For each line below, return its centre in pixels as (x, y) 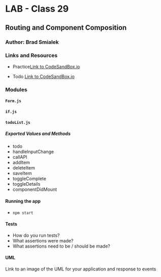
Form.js (13, 101)
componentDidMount (35, 189)
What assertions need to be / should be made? (61, 246)
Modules (16, 89)
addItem (21, 162)
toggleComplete (29, 179)
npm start (23, 213)
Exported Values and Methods (38, 134)
